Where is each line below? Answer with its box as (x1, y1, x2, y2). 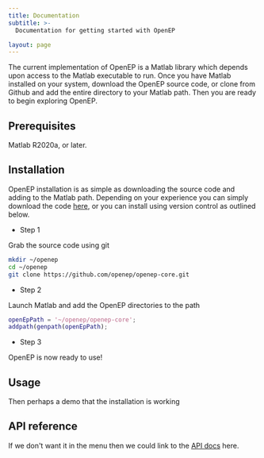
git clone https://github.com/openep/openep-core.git (8, 271, 190, 279)
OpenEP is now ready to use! (8, 352, 103, 362)
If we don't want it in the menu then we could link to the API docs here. (8, 441, 239, 450)
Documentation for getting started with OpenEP (15, 26, 176, 34)
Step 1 (19, 225, 40, 234)
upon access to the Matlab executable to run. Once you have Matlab (8, 71, 231, 80)
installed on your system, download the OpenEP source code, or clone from (8, 79, 256, 89)
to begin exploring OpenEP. (8, 96, 98, 106)
